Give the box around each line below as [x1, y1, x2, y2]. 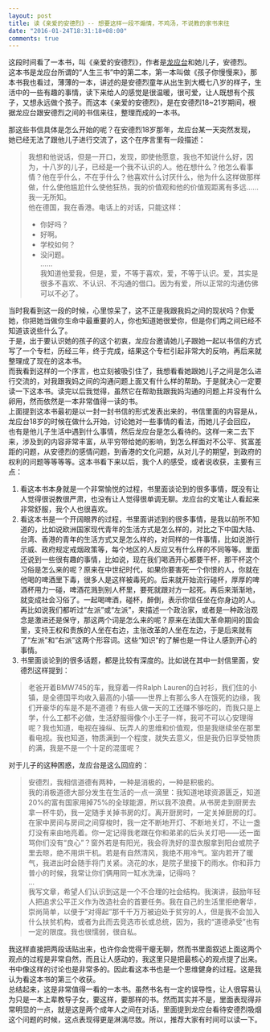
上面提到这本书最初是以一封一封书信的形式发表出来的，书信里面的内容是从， [8, 406, 262, 416]
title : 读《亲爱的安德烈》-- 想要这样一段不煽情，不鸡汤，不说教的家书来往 [8, 19, 231, 27]
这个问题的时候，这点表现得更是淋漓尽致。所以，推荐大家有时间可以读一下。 [8, 1015, 262, 1025]
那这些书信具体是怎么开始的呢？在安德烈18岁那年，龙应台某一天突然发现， [8, 125, 256, 135]
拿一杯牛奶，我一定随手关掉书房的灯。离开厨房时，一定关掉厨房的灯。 [27, 808, 261, 818]
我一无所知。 [27, 193, 71, 202]
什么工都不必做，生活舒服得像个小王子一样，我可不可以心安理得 [42, 713, 254, 722]
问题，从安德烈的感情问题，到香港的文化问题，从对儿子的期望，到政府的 [22, 447, 262, 456]
